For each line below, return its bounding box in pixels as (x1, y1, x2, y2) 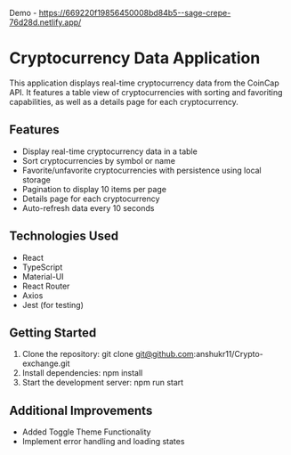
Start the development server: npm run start (21, 378, 184, 388)
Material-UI (21, 271, 64, 281)
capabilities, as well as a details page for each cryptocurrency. (9, 96, 238, 107)
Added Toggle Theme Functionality (21, 427, 151, 437)
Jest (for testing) (21, 299, 85, 310)
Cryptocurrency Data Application (9, 48, 261, 69)
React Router (21, 280, 70, 291)
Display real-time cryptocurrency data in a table (21, 146, 198, 157)
